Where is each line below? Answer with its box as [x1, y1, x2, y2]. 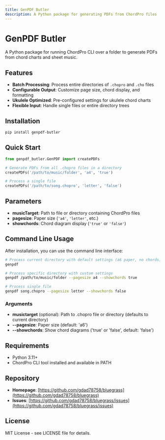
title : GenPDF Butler [5, 7, 50, 12]
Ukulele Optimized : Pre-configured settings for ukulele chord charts [12, 97, 151, 103]
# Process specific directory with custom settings [5, 271, 113, 276]
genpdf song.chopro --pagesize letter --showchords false [5, 289, 126, 294]
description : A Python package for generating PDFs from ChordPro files [5, 12, 157, 17]
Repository [5, 374, 40, 382]
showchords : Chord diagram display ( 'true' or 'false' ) [12, 220, 126, 226]
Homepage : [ [12, 387, 40, 393]
